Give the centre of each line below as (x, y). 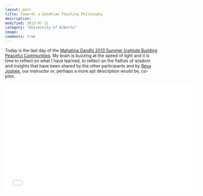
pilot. (10, 76)
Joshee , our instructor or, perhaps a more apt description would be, (73, 71)
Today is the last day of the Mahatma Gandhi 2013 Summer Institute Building (81, 50)
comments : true (20, 37)
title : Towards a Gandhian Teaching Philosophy (54, 14)
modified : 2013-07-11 (27, 23)
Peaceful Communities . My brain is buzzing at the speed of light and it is (77, 55)
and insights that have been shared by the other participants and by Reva (78, 65)
